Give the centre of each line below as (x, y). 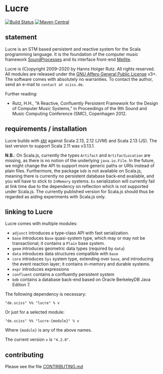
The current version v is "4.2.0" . (38, 339)
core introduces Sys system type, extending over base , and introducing (83, 259)
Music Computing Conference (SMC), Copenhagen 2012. (69, 113)
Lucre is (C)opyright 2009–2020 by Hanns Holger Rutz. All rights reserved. (80, 69)
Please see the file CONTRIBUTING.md (44, 367)
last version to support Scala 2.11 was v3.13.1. (50, 146)
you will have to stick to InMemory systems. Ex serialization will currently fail (80, 181)
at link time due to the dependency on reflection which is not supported (77, 186)
